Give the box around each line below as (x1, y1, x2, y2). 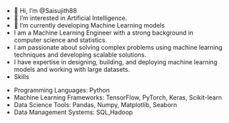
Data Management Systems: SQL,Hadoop (13, 108, 133, 116)
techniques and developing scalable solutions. (13, 50, 147, 59)
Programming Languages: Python (13, 86, 110, 94)
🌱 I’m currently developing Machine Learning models (13, 21, 165, 29)
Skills (13, 73, 30, 81)
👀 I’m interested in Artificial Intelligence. (13, 14, 128, 22)
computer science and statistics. (13, 36, 108, 44)
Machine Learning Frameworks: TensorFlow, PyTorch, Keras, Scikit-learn (13, 93, 222, 102)
